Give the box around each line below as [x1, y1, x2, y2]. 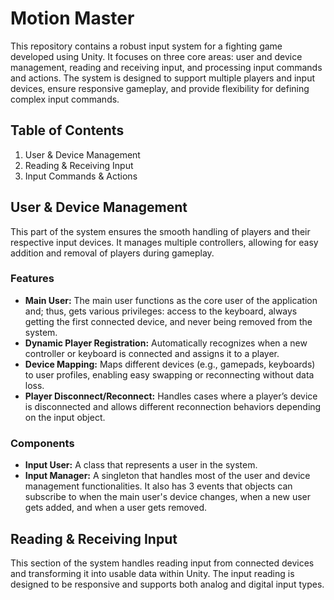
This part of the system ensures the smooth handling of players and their [10, 225, 311, 237]
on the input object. [24, 411, 106, 423]
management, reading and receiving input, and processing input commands [10, 61, 323, 73]
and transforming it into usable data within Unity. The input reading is [10, 567, 295, 579]
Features [10, 272, 55, 286]
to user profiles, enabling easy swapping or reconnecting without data [24, 368, 315, 381]
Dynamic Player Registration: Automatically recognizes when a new [24, 337, 308, 349]
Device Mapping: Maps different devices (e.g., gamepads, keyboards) [24, 358, 316, 370]
